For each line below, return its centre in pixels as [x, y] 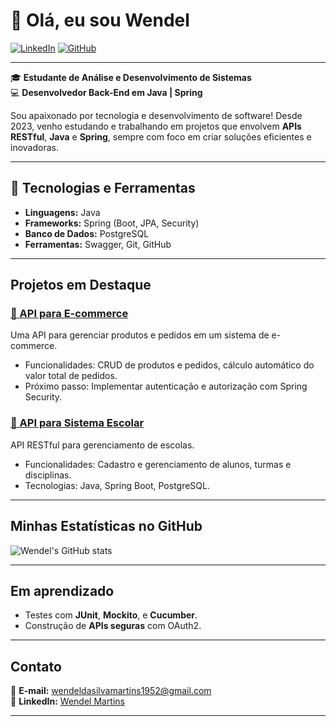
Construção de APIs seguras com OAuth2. [113, 626]
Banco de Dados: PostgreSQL [87, 233]
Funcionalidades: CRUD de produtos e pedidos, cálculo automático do [169, 365]
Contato [36, 666]
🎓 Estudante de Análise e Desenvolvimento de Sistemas [131, 77]
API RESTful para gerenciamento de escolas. [102, 445]
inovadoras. [34, 147]
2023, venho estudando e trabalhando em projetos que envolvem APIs [156, 126]
